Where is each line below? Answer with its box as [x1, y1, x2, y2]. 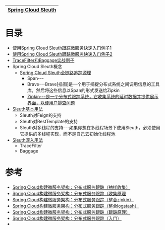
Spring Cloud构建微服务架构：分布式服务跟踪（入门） [12, 215, 122, 221]
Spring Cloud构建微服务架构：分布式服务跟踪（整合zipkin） [12, 196, 134, 203]
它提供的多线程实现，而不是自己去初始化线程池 [19, 131, 115, 137]
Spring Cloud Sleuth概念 [12, 63, 62, 69]
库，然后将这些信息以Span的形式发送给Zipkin [27, 87, 120, 93]
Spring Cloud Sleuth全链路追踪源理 [19, 70, 92, 76]
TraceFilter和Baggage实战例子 [12, 57, 75, 63]
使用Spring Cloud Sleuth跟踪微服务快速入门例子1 [12, 45, 112, 51]
